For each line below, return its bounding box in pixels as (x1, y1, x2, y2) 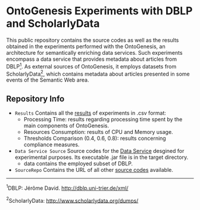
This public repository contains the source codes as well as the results (6, 36, 179, 43)
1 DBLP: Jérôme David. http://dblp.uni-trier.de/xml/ (6, 183, 129, 192)
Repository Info (6, 93, 65, 104)
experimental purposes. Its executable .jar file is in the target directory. (14, 153, 189, 161)
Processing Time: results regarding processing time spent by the (23, 116, 183, 123)
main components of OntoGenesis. (23, 122, 109, 129)
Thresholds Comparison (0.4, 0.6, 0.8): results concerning (23, 135, 167, 142)
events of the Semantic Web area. (6, 76, 89, 84)
